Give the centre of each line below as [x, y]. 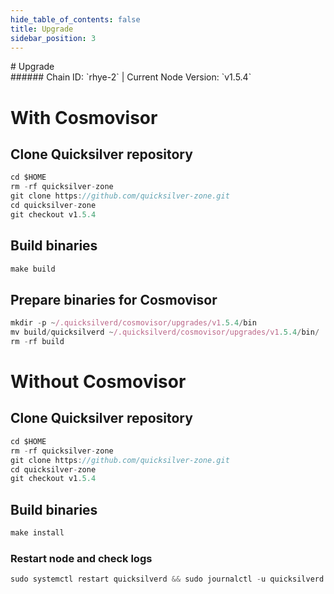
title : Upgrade [42, 29]
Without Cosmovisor [98, 382]
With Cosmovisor [84, 117]
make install [37, 533]
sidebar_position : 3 [53, 38]
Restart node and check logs [81, 558]
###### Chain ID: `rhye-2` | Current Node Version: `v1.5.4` [131, 77]
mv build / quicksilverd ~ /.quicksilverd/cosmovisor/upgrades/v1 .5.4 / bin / [165, 332]
